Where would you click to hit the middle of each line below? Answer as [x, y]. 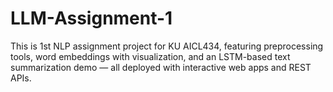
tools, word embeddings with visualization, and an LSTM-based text [150, 56]
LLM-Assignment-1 [91, 18]
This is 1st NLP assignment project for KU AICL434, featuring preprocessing [167, 46]
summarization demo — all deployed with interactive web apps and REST [161, 67]
